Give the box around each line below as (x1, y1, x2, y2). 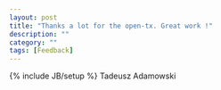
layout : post (9, 12, 58, 22)
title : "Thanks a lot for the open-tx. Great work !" (9, 21, 214, 30)
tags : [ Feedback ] (9, 46, 74, 55)
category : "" (9, 37, 58, 47)
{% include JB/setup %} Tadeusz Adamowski (9, 70, 176, 81)
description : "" (9, 29, 70, 38)
